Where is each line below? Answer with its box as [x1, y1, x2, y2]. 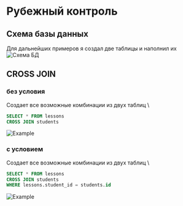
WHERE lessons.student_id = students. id [6, 182, 112, 188]
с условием [6, 145, 44, 153]
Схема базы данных [6, 29, 89, 39]
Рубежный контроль [6, 4, 118, 18]
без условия [6, 87, 45, 96]
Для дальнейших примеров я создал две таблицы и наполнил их [6, 45, 177, 52]
